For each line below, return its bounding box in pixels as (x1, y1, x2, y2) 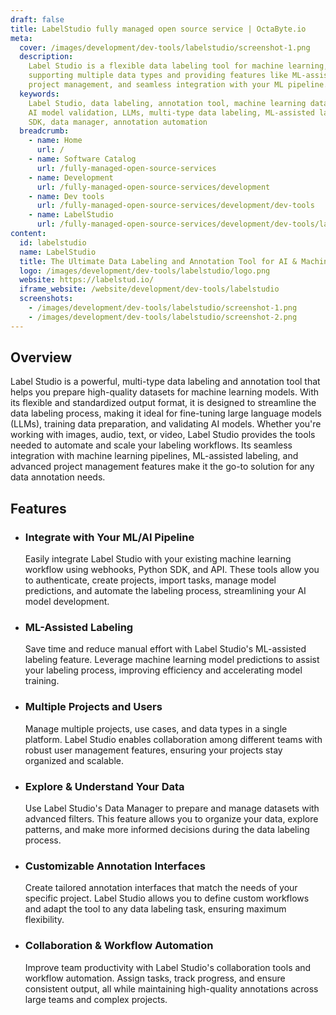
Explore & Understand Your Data (24, 779, 185, 793)
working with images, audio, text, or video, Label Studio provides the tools (10, 429, 316, 441)
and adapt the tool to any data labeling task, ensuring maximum (24, 903, 287, 915)
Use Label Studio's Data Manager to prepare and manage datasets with (24, 802, 320, 815)
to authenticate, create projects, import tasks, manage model (24, 574, 277, 586)
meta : (10, 33, 33, 43)
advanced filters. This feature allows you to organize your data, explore (24, 813, 319, 825)
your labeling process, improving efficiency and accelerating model (24, 664, 303, 676)
